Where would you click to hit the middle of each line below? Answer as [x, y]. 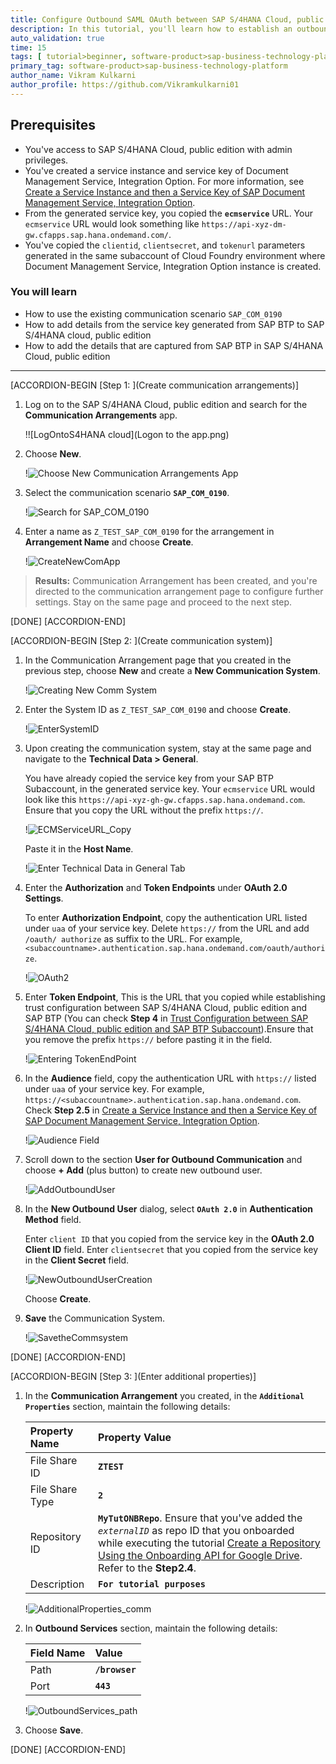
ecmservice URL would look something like [112, 223]
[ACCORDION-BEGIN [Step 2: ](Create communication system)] [141, 640]
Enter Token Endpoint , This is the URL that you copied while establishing [175, 997]
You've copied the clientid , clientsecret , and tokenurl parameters [165, 245]
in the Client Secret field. [77, 1260]
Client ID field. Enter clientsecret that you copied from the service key [171, 1249]
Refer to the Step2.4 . [147, 1568]
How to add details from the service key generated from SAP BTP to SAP [174, 324]
